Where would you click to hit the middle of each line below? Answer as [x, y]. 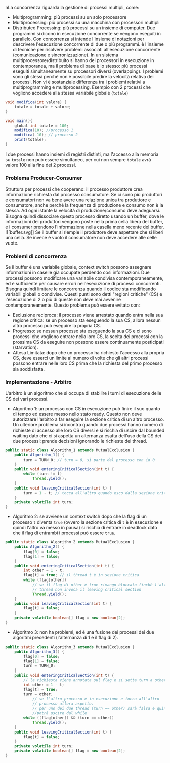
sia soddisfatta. [29, 369]
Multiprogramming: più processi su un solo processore [70, 17]
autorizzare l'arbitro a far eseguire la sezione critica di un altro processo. [88, 419]
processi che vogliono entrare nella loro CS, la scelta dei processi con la [88, 337]
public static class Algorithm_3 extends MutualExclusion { [70, 647]
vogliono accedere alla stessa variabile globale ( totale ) [70, 93]
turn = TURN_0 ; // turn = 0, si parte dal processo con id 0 [89, 460]
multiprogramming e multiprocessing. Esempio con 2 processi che [82, 87]
